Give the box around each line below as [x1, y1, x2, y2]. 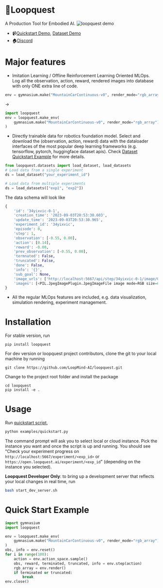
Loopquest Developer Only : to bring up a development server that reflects [5, 473, 154, 479]
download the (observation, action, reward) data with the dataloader [12, 138, 149, 144]
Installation [5, 316, 51, 328]
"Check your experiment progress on [5, 449, 79, 454]
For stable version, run [5, 333, 50, 338]
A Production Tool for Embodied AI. [5, 20, 76, 26]
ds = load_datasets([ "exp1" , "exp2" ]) [5, 185, 83, 191]
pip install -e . [5, 388, 40, 392]
